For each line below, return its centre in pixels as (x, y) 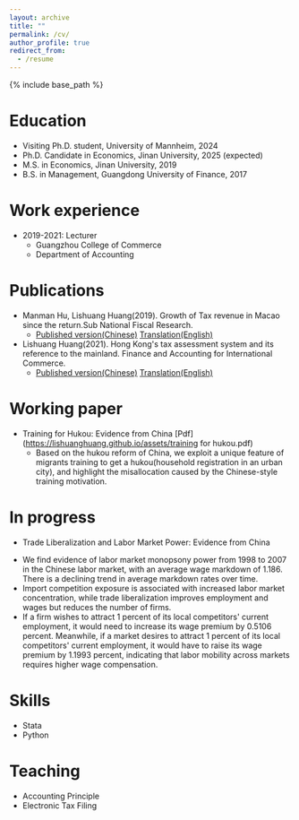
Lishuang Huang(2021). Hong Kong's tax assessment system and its (148, 344)
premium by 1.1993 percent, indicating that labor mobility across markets (156, 654)
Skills (30, 700)
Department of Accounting (85, 254)
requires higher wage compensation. (90, 664)
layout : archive (39, 17)
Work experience (75, 211)
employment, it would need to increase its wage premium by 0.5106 (147, 626)
